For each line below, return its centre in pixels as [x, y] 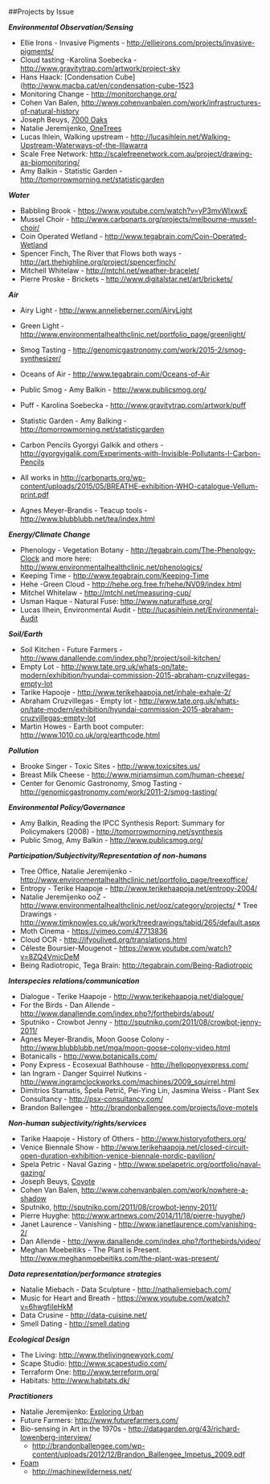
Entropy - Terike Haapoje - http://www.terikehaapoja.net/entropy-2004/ [139, 888]
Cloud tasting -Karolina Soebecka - [78, 60]
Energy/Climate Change [49, 534]
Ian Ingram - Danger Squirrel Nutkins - [83, 1073]
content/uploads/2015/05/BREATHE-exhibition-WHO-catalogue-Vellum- [139, 486]
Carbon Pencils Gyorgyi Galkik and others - [92, 445]
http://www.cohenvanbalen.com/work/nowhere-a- [165, 1190]
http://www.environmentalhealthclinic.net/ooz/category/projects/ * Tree [139, 905]
